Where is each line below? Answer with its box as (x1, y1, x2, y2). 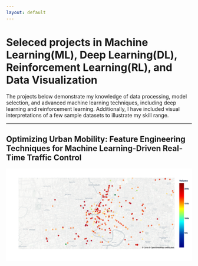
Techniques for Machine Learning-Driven (6, 143, 161, 153)
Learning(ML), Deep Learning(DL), (6, 48, 178, 61)
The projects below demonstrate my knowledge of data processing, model (6, 93, 187, 100)
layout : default (6, 9, 46, 15)
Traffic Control (27, 152, 82, 162)
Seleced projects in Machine (6, 35, 148, 49)
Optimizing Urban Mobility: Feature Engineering (6, 134, 186, 144)
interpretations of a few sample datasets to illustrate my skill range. (6, 111, 169, 119)
